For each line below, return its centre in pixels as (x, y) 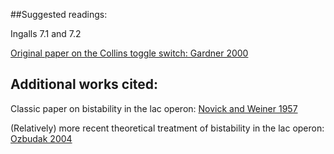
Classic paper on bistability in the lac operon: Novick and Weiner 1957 (154, 108)
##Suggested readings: (59, 14)
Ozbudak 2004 (41, 138)
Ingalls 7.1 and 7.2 (46, 33)
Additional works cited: (84, 84)
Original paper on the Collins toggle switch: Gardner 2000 (129, 53)
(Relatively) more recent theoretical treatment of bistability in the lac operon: (167, 128)
